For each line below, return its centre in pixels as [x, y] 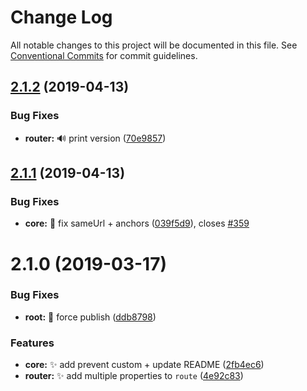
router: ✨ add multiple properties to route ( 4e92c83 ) [134, 376]
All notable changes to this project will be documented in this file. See [154, 45]
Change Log [61, 17]
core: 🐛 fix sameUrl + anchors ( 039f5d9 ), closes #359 [137, 223]
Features [32, 343]
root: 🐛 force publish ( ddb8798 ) [90, 317]
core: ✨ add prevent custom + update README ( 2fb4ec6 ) [144, 365]
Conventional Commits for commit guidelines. [104, 55]
